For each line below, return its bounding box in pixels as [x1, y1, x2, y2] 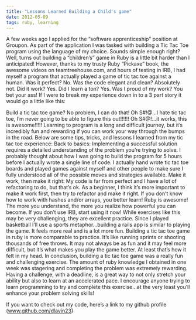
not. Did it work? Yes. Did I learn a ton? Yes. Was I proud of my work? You [6, 86, 183, 93]
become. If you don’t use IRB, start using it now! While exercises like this [6, 209, 181, 216]
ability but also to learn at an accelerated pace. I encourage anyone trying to [6, 277, 190, 284]
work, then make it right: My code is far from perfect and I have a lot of [6, 178, 177, 185]
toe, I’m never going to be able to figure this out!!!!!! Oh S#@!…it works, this [6, 115, 187, 122]
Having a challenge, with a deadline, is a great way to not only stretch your [6, 271, 186, 278]
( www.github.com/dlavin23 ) [6, 307, 74, 314]
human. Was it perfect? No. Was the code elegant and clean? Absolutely [6, 79, 180, 86]
